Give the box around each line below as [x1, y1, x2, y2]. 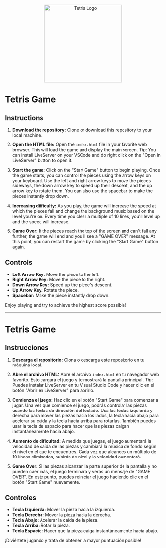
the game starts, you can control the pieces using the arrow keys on [12, 172, 151, 178]
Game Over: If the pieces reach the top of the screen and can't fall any [12, 228, 157, 234]
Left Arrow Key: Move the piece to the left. [12, 271, 100, 277]
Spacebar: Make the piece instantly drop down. [12, 292, 110, 298]
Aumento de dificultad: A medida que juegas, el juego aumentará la [12, 438, 152, 444]
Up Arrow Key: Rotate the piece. [12, 287, 79, 293]
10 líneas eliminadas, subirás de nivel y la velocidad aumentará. [12, 454, 142, 459]
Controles [5, 494, 37, 502]
